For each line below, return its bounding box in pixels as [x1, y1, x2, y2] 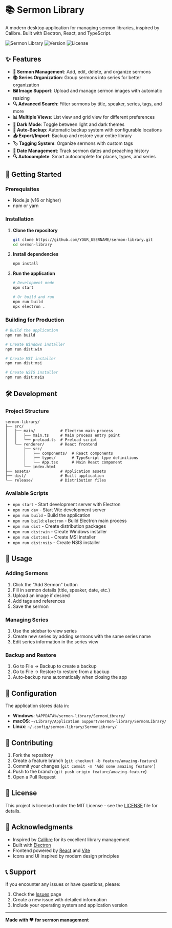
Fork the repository [12, 752, 54, 758]
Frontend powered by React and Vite [12, 847, 91, 853]
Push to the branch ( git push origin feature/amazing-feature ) [12, 768, 147, 774]
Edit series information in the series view [12, 639, 99, 645]
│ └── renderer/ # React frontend [5, 441, 97, 447]
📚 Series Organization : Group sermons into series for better [12, 74, 142, 80]
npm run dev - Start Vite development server [12, 507, 106, 513]
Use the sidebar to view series [12, 628, 77, 634]
